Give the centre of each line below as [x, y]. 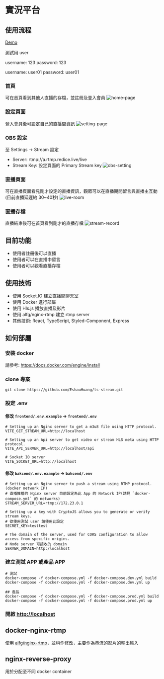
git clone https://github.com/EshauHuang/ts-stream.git [64, 390]
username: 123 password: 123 [36, 62]
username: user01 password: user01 [42, 72]
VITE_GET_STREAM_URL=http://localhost [45, 431]
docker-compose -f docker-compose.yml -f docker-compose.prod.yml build [82, 596]
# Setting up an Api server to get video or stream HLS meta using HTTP [82, 440]
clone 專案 [18, 379]
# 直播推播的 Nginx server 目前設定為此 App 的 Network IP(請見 [68, 494]
